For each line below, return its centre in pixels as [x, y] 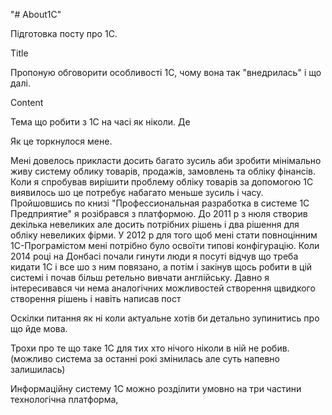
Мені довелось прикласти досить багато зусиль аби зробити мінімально [166, 160]
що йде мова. [39, 328]
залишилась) [38, 369]
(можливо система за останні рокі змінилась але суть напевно [145, 358]
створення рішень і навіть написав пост [96, 298]
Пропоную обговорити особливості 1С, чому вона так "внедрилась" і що [166, 72]
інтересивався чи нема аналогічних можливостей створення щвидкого [163, 288]
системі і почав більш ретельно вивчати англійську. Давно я [140, 277]
